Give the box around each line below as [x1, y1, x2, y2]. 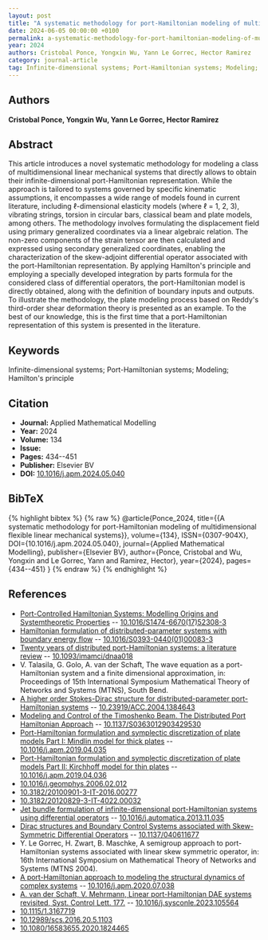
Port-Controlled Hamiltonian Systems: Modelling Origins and [19, 609, 219, 618]
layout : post [8, 11, 52, 20]
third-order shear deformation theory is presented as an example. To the [8, 303, 247, 313]
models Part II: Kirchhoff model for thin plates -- [19, 762, 178, 771]
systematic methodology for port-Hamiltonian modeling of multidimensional [8, 522, 257, 531]
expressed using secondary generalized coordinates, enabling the [8, 244, 226, 254]
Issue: [19, 443, 41, 453]
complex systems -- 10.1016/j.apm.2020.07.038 [19, 881, 175, 890]
